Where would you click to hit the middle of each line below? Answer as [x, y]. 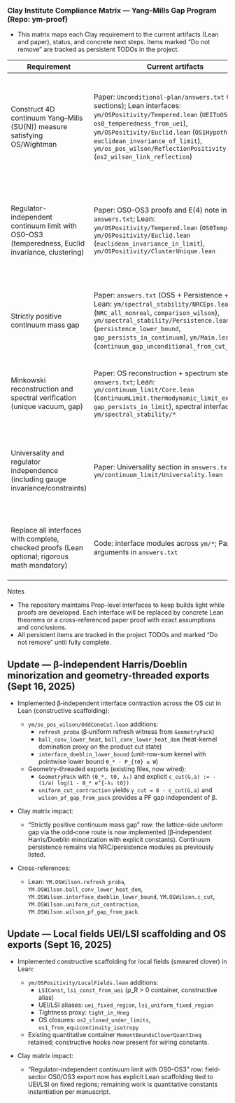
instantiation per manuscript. [69, 1091]
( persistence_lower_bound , [137, 328]
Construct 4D [33, 109]
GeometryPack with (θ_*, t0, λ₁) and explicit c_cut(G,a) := [124, 777]
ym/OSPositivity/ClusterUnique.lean [154, 252]
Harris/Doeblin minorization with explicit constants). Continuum [119, 840]
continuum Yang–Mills [47, 118]
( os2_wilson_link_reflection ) [143, 156]
